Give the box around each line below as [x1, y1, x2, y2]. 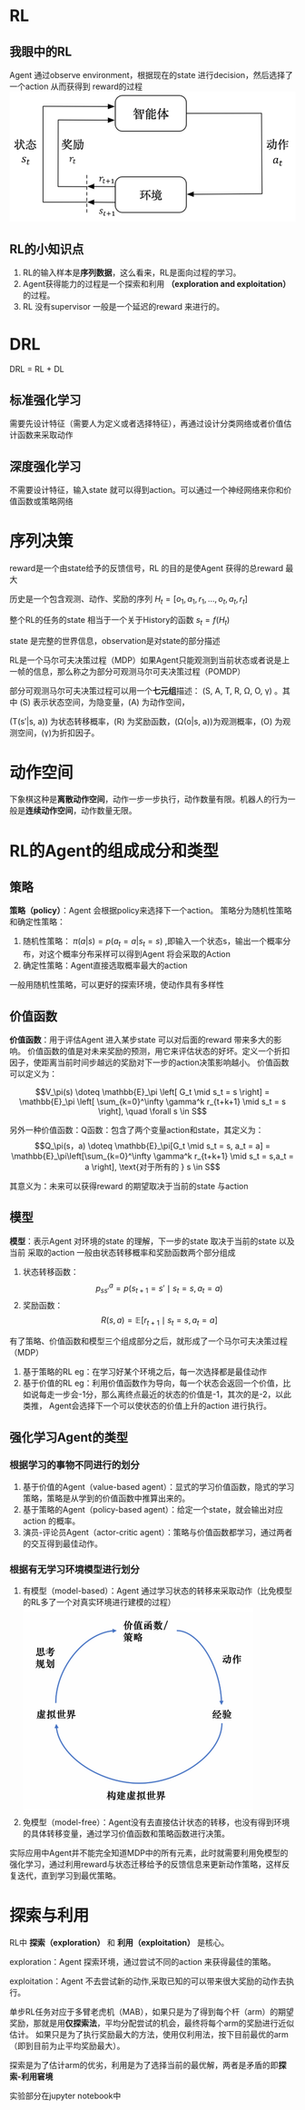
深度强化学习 [9, 458, 82, 474]
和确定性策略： [9, 916, 65, 927]
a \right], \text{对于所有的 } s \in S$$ [84, 1161, 221, 1172]
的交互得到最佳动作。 [22, 1538, 103, 1549]
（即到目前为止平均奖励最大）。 [9, 2040, 125, 2052]
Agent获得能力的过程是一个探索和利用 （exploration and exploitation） [22, 279, 291, 290]
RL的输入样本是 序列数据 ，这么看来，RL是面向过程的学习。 [22, 267, 241, 278]
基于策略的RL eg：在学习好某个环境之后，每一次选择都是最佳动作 [22, 1366, 268, 1377]
